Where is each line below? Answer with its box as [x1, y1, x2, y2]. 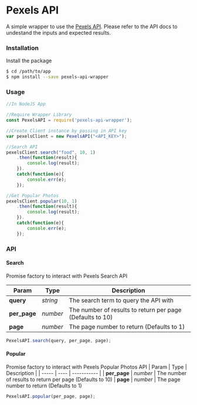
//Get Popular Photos [6, 193, 59, 198]
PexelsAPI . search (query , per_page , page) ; [6, 338, 111, 343]
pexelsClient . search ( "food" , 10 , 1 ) [6, 149, 96, 156]
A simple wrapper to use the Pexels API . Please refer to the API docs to [6, 23, 178, 30]
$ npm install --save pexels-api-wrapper [6, 74, 109, 80]
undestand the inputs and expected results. [6, 29, 111, 36]
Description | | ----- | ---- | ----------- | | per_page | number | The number [6, 369, 187, 376]
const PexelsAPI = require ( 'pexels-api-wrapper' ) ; [6, 117, 133, 123]
